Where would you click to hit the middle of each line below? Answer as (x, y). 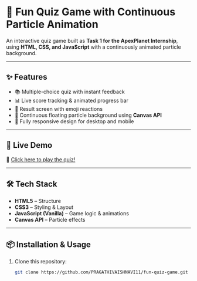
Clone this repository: (40, 262)
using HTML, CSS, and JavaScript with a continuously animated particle (94, 47)
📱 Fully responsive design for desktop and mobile (74, 121)
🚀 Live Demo (29, 145)
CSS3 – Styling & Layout (44, 207)
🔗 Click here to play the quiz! (41, 159)
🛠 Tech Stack (32, 184)
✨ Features (27, 77)
